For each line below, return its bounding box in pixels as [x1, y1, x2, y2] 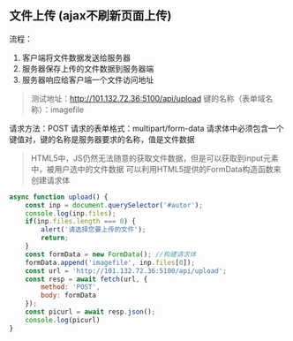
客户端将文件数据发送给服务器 [21, 52, 131, 63]
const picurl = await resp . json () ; [25, 307, 156, 316]
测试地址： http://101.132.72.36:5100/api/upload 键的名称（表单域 [30, 93, 266, 103]
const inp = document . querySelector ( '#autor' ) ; [25, 201, 203, 209]
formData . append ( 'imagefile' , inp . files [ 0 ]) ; [25, 258, 196, 267]
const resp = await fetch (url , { [25, 275, 148, 284]
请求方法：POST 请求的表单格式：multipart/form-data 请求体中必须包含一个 [9, 123, 284, 133]
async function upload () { [9, 193, 109, 201]
